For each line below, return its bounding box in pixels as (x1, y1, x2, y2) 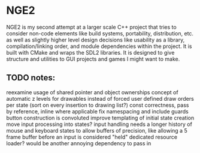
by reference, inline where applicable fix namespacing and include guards (6, 107, 189, 115)
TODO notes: (6, 73, 56, 83)
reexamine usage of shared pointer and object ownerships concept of (6, 88, 178, 96)
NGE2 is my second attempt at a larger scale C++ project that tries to (6, 23, 177, 31)
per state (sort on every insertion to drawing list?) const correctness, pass (6, 101, 189, 109)
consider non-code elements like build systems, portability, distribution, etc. (6, 29, 193, 37)
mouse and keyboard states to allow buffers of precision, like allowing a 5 (6, 127, 187, 134)
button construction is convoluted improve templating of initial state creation (6, 114, 195, 121)
